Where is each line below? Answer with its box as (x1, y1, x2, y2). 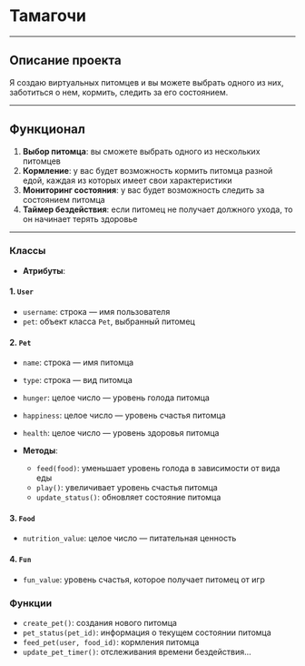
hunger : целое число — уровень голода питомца (22, 392, 211, 403)
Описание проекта (9, 53, 122, 68)
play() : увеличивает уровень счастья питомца (35, 482, 218, 493)
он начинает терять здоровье (22, 213, 138, 224)
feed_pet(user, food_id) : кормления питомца (22, 636, 200, 647)
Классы (9, 245, 46, 257)
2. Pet (9, 337, 32, 348)
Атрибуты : (22, 265, 66, 276)
